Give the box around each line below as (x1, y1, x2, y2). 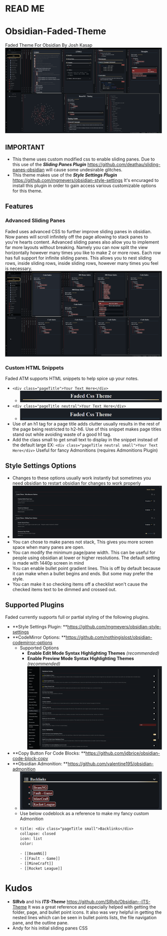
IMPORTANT (5, 143, 45, 152)
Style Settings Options (5, 462, 77, 470)
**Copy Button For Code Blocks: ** (12, 750, 86, 756)
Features (5, 202, 33, 211)
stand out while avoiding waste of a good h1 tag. (12, 431, 112, 437)
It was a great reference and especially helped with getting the (28, 904, 157, 910)
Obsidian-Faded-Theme (5, 26, 106, 37)
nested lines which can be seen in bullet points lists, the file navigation (12, 915, 157, 921)
